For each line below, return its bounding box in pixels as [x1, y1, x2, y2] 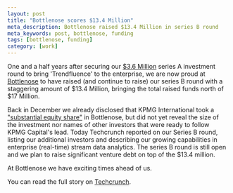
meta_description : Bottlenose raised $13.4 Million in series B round [7, 23, 219, 30]
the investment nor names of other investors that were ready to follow [7, 121, 210, 128]
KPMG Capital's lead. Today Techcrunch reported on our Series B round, [7, 128, 218, 136]
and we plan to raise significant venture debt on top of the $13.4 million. [7, 150, 215, 159]
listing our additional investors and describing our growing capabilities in [7, 135, 218, 144]
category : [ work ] [7, 43, 58, 50]
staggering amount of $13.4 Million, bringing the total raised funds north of [7, 85, 224, 93]
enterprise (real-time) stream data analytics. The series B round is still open [7, 143, 227, 151]
